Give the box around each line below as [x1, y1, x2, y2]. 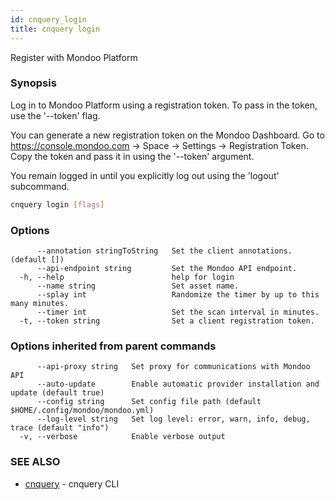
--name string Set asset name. [36, 281, 240, 291]
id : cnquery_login [10, 14, 87, 25]
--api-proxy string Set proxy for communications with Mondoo [36, 362, 311, 372]
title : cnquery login [10, 24, 101, 34]
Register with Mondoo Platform [10, 51, 138, 63]
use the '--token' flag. [10, 109, 101, 121]
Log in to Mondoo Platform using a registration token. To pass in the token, [10, 99, 318, 111]
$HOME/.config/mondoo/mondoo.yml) [10, 406, 155, 416]
